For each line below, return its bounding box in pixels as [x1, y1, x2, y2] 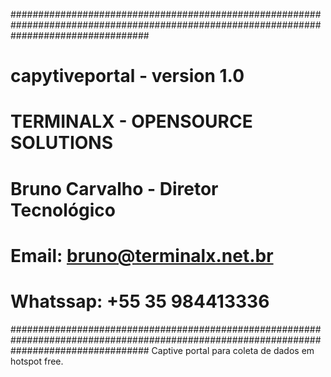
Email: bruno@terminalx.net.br [10, 244, 274, 267]
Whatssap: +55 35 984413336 [10, 290, 270, 313]
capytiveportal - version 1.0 [10, 65, 245, 88]
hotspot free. [10, 355, 64, 367]
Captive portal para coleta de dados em [151, 344, 315, 356]
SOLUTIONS [10, 132, 114, 154]
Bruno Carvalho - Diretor [10, 177, 219, 200]
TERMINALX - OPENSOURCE [10, 110, 253, 133]
